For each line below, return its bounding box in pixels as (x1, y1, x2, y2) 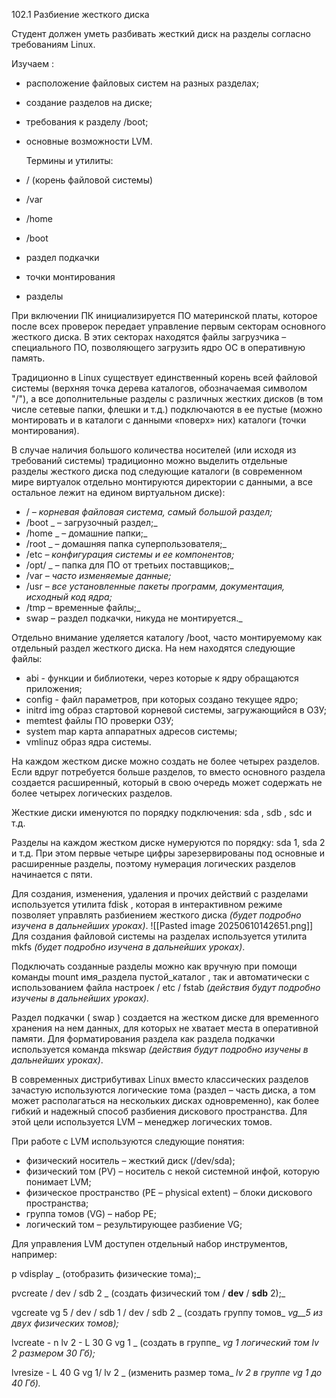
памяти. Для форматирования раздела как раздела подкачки (11, 1033, 276, 1044)
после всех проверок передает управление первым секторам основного (11, 320, 326, 332)
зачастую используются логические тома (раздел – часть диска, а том (11, 1084, 316, 1096)
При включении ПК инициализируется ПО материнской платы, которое (11, 310, 318, 321)
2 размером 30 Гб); (11, 1347, 96, 1359)
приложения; (25, 683, 83, 694)
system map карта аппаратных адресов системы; (25, 725, 238, 737)
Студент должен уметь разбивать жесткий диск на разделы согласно (11, 28, 311, 39)
